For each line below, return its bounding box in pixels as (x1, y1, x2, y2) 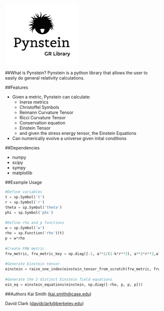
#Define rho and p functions (5, 220, 64, 226)
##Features (5, 84, 28, 90)
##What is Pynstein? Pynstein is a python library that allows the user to (5, 70, 148, 76)
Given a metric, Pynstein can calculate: (12, 94, 91, 100)
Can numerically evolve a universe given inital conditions (12, 136, 127, 141)
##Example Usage (5, 180, 42, 185)
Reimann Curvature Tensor (19, 109, 74, 115)
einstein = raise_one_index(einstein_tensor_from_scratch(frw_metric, (5, 267, 152, 272)
